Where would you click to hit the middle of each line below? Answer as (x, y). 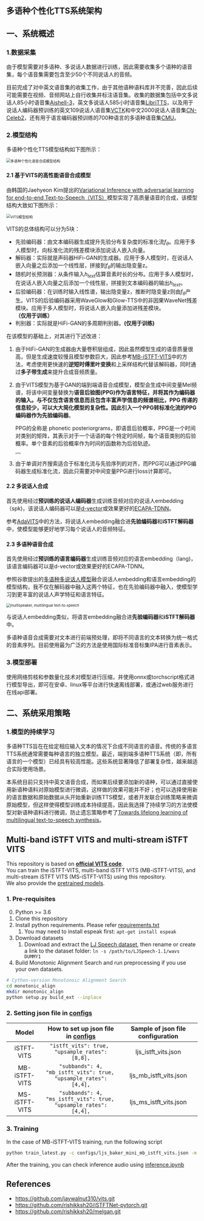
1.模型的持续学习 (31, 732)
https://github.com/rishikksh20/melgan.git (68, 1212)
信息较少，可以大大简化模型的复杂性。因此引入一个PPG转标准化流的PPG (106, 407)
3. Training (22, 1129)
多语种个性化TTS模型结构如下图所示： (54, 149)
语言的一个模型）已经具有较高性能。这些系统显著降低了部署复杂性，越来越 (99, 761)
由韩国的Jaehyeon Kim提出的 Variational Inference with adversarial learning (100, 190)
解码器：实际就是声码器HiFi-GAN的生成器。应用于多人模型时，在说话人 (104, 258)
